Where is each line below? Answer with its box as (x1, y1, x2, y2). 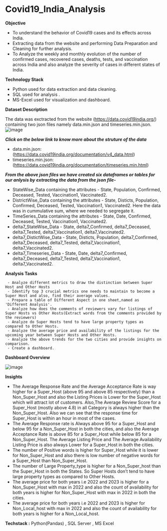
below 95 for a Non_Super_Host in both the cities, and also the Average (12, 426, 160, 432)
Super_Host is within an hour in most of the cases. (12, 415, 116, 421)
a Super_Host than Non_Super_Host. (12, 458, 88, 464)
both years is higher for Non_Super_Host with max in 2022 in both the (12, 489, 156, 495)
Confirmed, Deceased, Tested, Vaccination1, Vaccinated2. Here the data (12, 202, 161, 208)
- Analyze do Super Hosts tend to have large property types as (7, 319, 144, 324)
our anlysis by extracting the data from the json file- (5, 177, 116, 183)
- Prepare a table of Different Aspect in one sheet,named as (7, 297, 140, 302)
